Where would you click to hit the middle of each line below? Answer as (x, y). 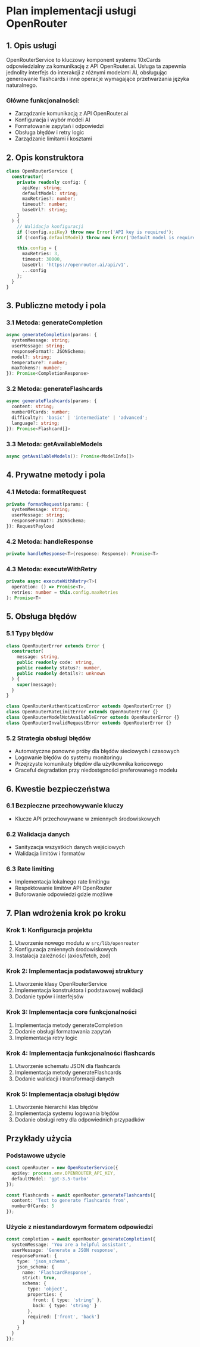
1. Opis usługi (31, 46)
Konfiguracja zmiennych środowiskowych (66, 950)
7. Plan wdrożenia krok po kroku (66, 913)
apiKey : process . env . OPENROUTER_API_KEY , (64, 1173)
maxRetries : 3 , (41, 254)
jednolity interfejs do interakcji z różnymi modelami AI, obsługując (87, 72)
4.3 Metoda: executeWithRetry (51, 569)
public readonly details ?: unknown (61, 673)
